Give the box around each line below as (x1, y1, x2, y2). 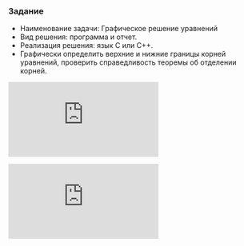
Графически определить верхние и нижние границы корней (19, 50, 226, 59)
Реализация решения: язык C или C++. (19, 41, 154, 50)
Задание (8, 6, 44, 17)
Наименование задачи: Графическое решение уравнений (19, 24, 218, 34)
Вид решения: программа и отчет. (19, 32, 138, 42)
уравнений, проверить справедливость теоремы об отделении (19, 58, 238, 67)
